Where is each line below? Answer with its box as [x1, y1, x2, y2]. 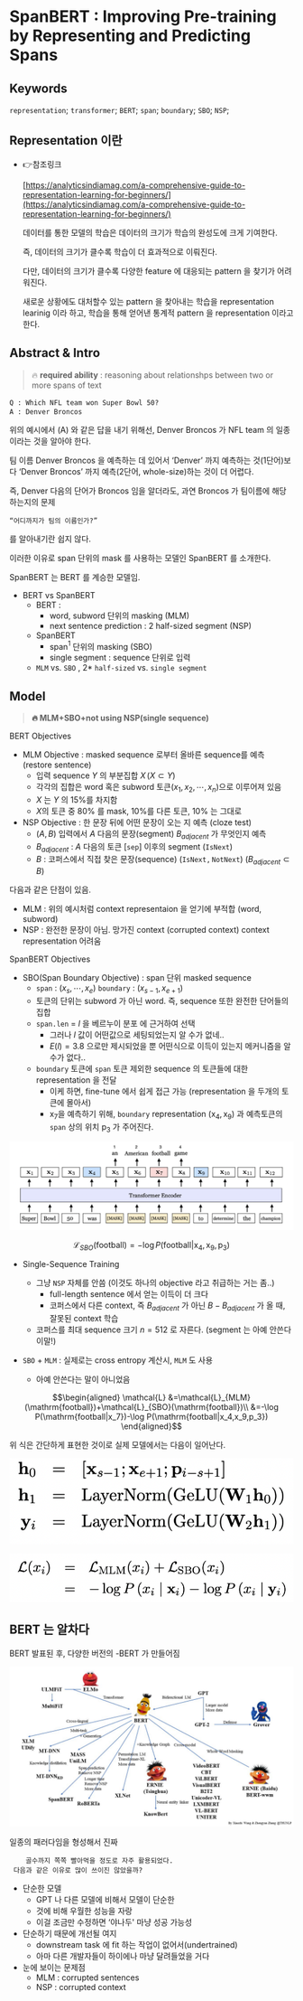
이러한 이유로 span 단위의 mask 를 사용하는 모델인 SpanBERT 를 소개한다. [9, 552, 271, 563]
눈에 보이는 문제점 [22, 1962, 86, 1973]
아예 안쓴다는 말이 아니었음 [35, 1374, 131, 1385]
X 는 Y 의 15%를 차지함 [35, 794, 118, 805]
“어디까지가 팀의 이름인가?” [9, 516, 98, 525]
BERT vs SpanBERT [22, 589, 96, 600]
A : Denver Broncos [9, 407, 83, 417]
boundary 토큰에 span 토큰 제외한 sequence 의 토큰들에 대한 [35, 1064, 249, 1075]
